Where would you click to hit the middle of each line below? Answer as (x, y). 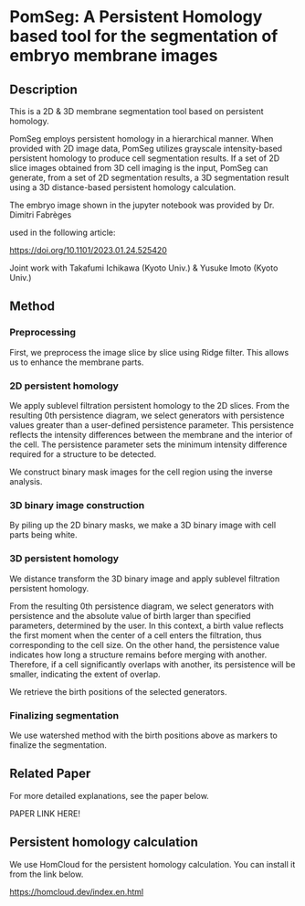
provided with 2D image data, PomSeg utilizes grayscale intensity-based (146, 149)
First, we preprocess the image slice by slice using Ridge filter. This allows (149, 352)
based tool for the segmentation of (144, 36)
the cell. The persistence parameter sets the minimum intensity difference (148, 444)
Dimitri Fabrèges (41, 215)
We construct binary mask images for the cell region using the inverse (141, 472)
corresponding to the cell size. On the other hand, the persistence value (145, 645)
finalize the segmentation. (58, 745)
